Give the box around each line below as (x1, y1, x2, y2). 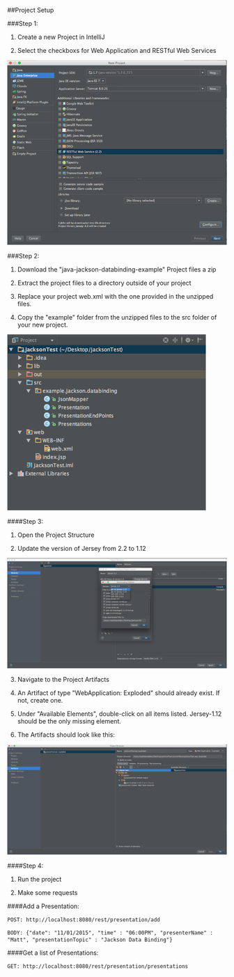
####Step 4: (7, 861, 44, 870)
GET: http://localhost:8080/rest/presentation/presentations (7, 962, 189, 970)
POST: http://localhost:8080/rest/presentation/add (7, 916, 160, 923)
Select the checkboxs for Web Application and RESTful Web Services (17, 47, 217, 54)
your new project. (17, 320, 68, 329)
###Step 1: (7, 19, 38, 27)
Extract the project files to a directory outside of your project (17, 279, 192, 288)
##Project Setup (7, 6, 54, 14)
